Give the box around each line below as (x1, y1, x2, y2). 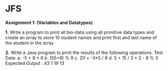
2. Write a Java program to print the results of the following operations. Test (5, 49, 163, 55)
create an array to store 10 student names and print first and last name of (5, 34, 157, 40)
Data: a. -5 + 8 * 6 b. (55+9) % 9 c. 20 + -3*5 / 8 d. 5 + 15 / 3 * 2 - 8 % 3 (5, 54, 158, 60)
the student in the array (5, 39, 54, 45)
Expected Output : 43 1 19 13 (5, 60, 65, 66)
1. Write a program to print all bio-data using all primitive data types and (5, 29, 154, 35)
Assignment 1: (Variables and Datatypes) (5, 19, 93, 25)
